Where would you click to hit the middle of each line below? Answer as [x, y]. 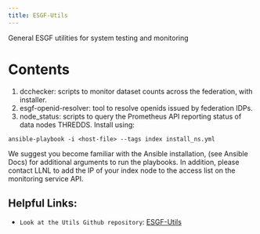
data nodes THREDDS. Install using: [77, 124]
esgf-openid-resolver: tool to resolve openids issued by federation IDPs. [136, 108]
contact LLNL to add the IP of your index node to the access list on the [122, 170]
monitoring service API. [46, 178]
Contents [39, 69]
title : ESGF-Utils [38, 15]
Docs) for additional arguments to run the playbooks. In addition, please [124, 162]
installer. [33, 100]
